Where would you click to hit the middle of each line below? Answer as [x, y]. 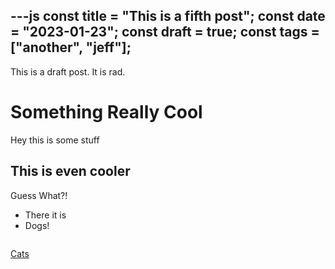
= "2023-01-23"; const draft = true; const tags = [165, 32]
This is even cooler [70, 171]
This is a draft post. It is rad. [68, 71]
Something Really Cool [106, 112]
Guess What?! [39, 195]
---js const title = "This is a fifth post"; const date [168, 16]
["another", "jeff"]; [71, 47]
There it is [45, 215]
